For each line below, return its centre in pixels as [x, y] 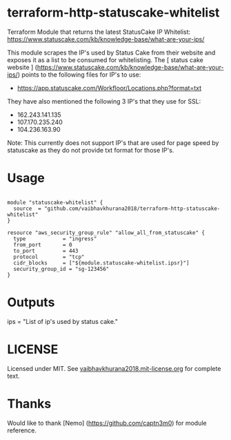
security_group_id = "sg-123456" [61, 269]
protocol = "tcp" [49, 257]
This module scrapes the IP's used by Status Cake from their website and [111, 52]
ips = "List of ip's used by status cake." [63, 321]
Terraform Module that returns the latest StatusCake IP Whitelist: [99, 32]
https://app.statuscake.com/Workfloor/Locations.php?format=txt [109, 88]
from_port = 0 [43, 245]
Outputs [31, 303]
